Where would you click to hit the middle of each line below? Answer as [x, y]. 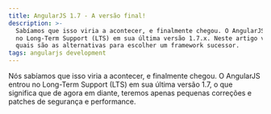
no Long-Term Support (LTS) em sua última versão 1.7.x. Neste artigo [137, 38]
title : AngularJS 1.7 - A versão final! [77, 16]
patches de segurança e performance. [72, 102]
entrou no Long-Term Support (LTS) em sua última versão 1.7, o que [121, 84]
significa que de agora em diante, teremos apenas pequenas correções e [130, 93]
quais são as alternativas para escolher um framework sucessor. [128, 46]
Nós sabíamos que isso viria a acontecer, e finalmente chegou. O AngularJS [134, 76]
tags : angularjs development [57, 53]
